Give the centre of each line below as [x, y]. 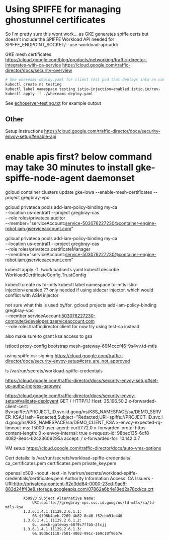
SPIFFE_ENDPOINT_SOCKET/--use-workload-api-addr [62, 44]
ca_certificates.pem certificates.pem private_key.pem [61, 464]
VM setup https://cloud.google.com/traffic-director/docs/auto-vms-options [83, 448]
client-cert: [17, 407]
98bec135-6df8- [134, 433]
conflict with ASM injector [32, 295]
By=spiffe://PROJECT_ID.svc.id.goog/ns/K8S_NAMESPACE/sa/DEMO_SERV [83, 412]
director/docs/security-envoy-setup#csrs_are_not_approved [68, 361]
